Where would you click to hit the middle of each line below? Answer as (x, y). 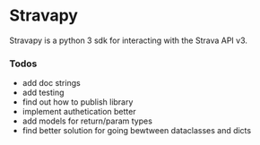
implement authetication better (79, 112)
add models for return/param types (87, 121)
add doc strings (51, 83)
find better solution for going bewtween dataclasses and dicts (137, 131)
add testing (43, 93)
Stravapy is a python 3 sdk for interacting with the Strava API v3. (129, 40)
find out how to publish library (78, 102)
